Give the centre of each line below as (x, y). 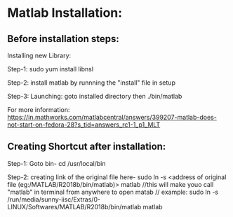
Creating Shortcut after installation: (87, 147)
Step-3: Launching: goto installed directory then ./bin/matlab (95, 96)
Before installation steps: (63, 39)
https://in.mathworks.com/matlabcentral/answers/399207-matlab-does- (112, 117)
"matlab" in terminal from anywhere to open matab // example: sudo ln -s (113, 192)
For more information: (39, 110)
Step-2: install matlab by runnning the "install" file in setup (91, 83)
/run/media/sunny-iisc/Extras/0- (54, 199)
